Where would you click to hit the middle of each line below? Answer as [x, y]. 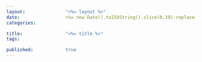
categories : [21, 23]
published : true [41, 50]
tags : [13, 39]
